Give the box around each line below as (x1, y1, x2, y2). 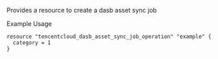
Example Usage (6, 20, 52, 27)
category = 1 (13, 39, 51, 46)
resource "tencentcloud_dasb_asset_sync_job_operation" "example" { (6, 33, 212, 40)
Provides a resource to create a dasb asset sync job (6, 6, 158, 14)
